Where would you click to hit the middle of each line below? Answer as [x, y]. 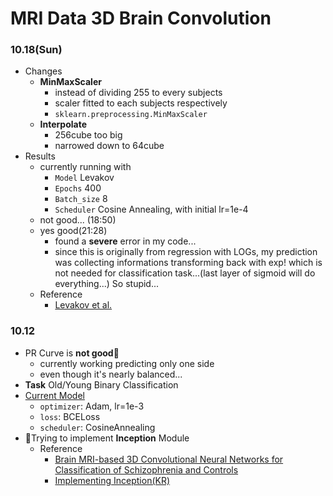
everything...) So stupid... [107, 284]
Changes [43, 71]
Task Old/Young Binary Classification [101, 384]
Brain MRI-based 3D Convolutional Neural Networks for [169, 459]
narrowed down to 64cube [109, 146]
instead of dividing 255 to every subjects [138, 93]
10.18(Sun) [36, 50]
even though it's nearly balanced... [111, 374]
